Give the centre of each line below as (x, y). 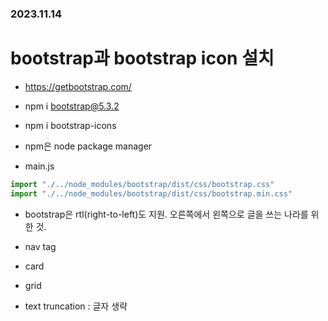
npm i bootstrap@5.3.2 (72, 106)
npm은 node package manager (88, 146)
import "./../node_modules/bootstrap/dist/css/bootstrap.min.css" (151, 193)
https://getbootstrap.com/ (78, 86)
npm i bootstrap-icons (70, 125)
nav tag (40, 246)
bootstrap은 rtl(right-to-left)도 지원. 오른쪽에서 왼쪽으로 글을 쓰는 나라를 (166, 214)
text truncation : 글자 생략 (76, 306)
